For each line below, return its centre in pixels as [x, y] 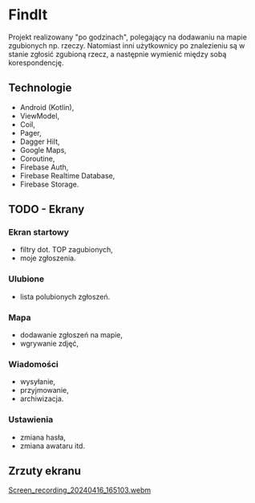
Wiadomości [33, 364]
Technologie [40, 88]
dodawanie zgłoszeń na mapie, [71, 335]
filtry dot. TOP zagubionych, [67, 250]
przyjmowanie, [45, 391]
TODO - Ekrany [47, 209]
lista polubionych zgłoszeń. [65, 296]
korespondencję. [36, 63]
